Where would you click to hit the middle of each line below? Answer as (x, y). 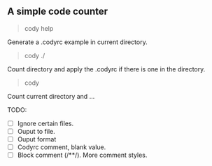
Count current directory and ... (51, 96)
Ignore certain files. (45, 123)
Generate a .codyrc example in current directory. (78, 42)
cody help (39, 28)
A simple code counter (58, 12)
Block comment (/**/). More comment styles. (82, 155)
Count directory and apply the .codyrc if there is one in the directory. (106, 69)
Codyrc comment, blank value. (62, 147)
